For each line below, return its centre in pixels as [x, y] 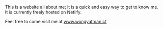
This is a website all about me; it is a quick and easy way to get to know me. [82, 7]
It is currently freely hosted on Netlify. [43, 12]
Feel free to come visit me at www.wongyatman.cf [56, 22]
